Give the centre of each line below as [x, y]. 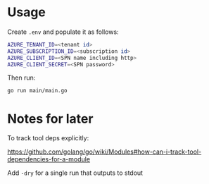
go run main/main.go [38, 91]
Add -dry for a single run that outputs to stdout [75, 173]
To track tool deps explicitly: [48, 138]
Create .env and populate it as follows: [63, 32]
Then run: [21, 78]
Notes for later [50, 119]
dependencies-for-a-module [49, 159]
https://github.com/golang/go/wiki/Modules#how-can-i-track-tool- [104, 152]
